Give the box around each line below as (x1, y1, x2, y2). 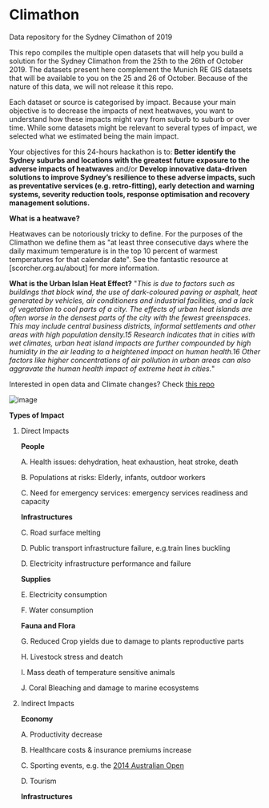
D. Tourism (20, 776, 57, 786)
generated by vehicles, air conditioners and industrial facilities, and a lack (9, 295, 255, 305)
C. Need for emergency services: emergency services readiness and (20, 487, 248, 498)
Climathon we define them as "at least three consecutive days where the (9, 237, 249, 247)
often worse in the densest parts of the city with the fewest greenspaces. (9, 313, 251, 322)
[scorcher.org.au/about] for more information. (9, 263, 159, 273)
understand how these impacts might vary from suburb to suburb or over (9, 114, 251, 123)
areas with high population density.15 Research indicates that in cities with (9, 329, 255, 339)
